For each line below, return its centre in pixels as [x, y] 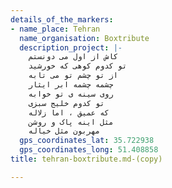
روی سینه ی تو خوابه [71, 94]
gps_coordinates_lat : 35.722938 [87, 141]
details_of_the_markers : [62, 19]
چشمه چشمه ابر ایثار [71, 85]
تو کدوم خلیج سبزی [66, 103]
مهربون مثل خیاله [64, 131]
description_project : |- [71, 47]
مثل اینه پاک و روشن [71, 122]
